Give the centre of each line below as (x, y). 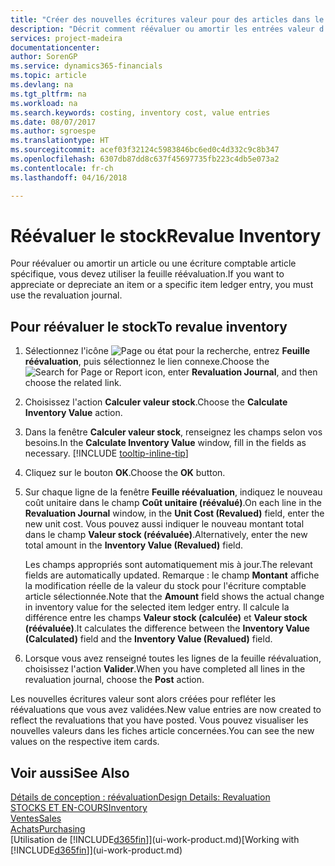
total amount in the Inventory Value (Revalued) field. (134, 545)
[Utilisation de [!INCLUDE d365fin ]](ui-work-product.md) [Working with (155, 840)
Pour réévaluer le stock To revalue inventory (149, 326)
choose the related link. (73, 383)
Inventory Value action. (73, 413)
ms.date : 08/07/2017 (53, 122)
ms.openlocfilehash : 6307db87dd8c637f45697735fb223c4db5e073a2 (145, 159)
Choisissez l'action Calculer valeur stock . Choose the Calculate (156, 402)
